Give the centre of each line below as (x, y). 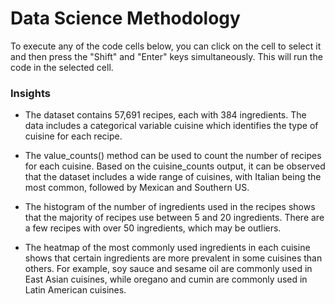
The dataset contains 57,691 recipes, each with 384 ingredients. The (165, 115)
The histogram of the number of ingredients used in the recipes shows (170, 207)
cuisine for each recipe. (73, 136)
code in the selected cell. (62, 67)
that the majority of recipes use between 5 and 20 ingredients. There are (174, 218)
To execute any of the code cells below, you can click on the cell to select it (166, 46)
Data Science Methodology (125, 18)
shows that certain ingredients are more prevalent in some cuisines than (173, 258)
